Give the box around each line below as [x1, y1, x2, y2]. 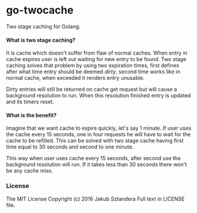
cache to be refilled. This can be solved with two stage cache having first [6, 137, 184, 144]
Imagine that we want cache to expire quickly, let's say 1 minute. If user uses [6, 124, 192, 132]
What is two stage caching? [6, 36, 76, 43]
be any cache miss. [6, 167, 54, 174]
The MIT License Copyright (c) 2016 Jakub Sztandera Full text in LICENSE [6, 195, 185, 202]
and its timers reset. [6, 98, 55, 106]
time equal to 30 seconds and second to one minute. [6, 143, 134, 150]
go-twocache [6, 4, 74, 17]
